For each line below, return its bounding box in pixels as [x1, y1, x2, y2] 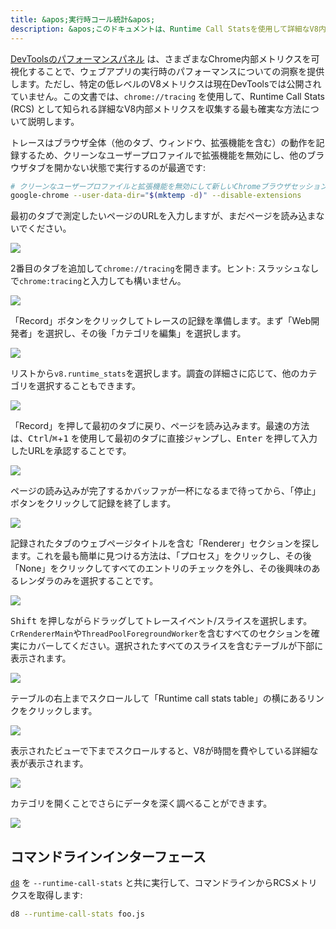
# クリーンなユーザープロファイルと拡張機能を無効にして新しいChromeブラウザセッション [10, 181, 328, 191]
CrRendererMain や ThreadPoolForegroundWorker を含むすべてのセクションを [10, 627, 312, 640]
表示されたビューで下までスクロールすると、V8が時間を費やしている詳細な [10, 745, 319, 757]
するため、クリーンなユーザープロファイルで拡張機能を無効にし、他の [18, 149, 308, 161]
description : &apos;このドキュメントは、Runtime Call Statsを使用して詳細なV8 [10, 24, 319, 34]
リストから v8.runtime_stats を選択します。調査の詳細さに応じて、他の [10, 367, 300, 380]
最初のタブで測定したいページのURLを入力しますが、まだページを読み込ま [10, 210, 317, 222]
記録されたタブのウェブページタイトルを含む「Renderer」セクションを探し [10, 537, 320, 550]
